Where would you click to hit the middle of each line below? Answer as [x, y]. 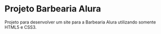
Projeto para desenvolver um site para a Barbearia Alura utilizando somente [80, 22]
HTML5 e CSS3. [21, 27]
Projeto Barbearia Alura [53, 9]
